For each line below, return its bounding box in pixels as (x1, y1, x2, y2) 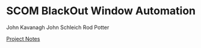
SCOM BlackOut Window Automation (6, 4, 196, 18)
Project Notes (6, 35, 40, 42)
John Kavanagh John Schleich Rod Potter (6, 24, 110, 31)
